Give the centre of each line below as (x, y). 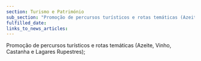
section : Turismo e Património (45, 12)
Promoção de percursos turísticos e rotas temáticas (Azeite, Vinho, (89, 45)
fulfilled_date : (26, 23)
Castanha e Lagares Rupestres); (46, 52)
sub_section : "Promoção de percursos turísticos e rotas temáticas (92, 17)
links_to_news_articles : (37, 28)
